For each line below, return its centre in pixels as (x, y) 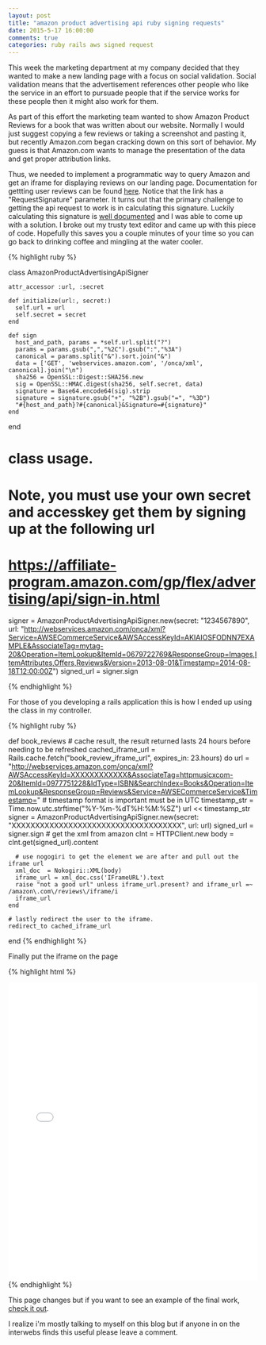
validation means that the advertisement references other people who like (129, 85)
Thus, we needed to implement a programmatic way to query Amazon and (129, 175)
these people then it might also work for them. (84, 102)
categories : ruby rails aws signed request (81, 45)
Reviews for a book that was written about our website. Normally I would (126, 125)
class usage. (51, 459)
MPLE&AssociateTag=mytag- (56, 646)
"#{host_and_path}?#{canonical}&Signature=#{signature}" (111, 405)
